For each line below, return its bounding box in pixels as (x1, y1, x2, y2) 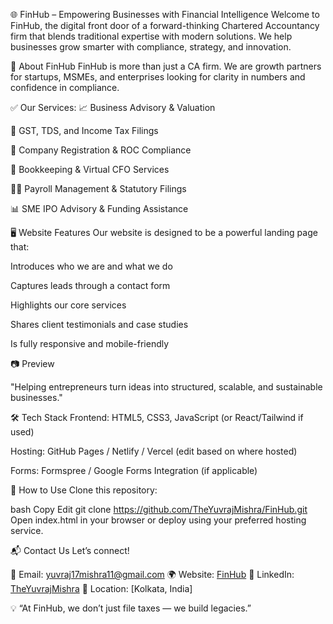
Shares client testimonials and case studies (10, 319, 189, 330)
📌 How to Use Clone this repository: (10, 484, 158, 496)
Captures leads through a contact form (10, 280, 171, 291)
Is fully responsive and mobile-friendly (10, 338, 170, 349)
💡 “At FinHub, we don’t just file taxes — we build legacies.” (10, 602, 252, 614)
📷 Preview (10, 358, 55, 369)
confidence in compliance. (10, 82, 120, 93)
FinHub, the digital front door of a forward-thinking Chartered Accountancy (10, 20, 320, 31)
